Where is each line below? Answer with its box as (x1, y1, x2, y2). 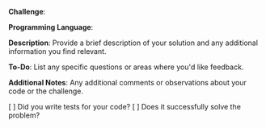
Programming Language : (8, 23, 94, 31)
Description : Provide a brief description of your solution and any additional (8, 38, 259, 47)
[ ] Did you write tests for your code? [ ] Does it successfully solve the (8, 102, 241, 111)
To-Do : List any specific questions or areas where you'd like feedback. (8, 62, 244, 72)
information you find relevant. (8, 47, 107, 56)
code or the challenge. (8, 86, 83, 96)
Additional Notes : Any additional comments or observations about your (8, 78, 247, 87)
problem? (8, 110, 40, 120)
